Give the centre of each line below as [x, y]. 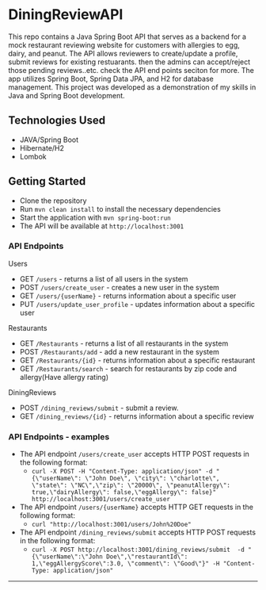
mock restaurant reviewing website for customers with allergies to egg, [124, 44]
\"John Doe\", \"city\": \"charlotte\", [152, 479]
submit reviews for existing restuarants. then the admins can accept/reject [129, 62]
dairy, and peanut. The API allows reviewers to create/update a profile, [123, 53]
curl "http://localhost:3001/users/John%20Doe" [111, 525]
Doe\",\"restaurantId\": [147, 557]
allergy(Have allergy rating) [64, 377]
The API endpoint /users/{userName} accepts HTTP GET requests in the [136, 507]
